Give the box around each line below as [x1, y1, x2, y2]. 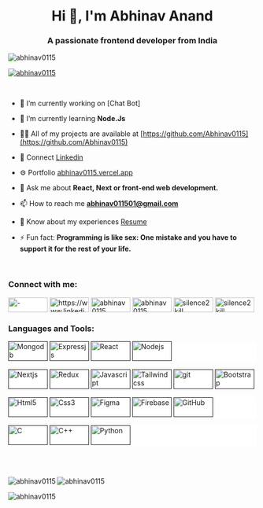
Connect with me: [8, 279, 78, 290]
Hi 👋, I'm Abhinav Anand [50, 7, 214, 25]
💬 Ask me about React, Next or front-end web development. [19, 183, 219, 193]
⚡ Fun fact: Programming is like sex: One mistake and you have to [19, 233, 238, 242]
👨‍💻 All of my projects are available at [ [19, 129, 143, 138]
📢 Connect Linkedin [19, 153, 84, 162]
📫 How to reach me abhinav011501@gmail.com [19, 199, 179, 208]
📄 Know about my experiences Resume [19, 217, 147, 226]
